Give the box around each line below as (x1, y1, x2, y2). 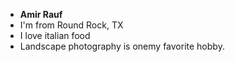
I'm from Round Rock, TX (19, 19, 124, 31)
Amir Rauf (19, 9, 63, 20)
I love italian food (19, 30, 91, 41)
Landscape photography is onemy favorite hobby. (19, 40, 225, 52)
